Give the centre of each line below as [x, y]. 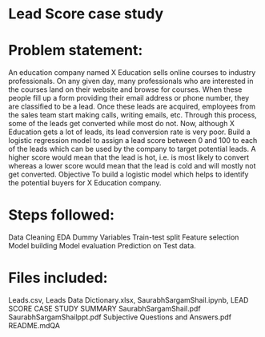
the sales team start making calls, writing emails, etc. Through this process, [133, 115]
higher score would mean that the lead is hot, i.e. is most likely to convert [129, 157]
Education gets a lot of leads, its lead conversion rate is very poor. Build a [129, 132]
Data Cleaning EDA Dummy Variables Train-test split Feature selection [124, 237]
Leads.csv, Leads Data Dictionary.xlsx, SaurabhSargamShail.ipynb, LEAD [128, 300]
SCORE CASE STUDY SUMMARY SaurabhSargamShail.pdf [105, 309]
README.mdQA [34, 325]
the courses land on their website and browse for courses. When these [125, 89]
